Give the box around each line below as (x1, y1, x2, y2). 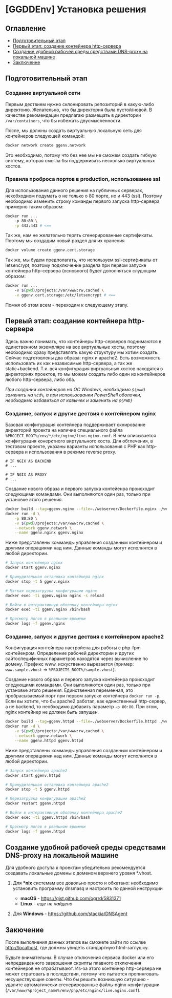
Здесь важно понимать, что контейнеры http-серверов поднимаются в (5, 338, 162, 344)
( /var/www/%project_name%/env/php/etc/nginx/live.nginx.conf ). (5, 987, 141, 993)
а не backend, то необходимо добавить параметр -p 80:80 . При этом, (5, 704, 158, 710)
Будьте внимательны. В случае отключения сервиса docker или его (5, 954, 154, 961)
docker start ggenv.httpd (5, 773, 60, 778)
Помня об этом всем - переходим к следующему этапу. (5, 302, 129, 308)
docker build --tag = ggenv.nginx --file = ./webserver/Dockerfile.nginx (5, 506, 157, 512)
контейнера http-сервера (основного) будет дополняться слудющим (5, 268, 157, 274)
